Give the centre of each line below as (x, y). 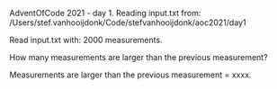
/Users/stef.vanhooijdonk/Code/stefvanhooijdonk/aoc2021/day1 (128, 22)
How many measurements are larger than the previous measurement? (138, 57)
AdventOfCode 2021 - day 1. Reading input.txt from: (105, 13)
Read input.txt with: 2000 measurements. (86, 40)
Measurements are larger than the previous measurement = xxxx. (130, 75)
